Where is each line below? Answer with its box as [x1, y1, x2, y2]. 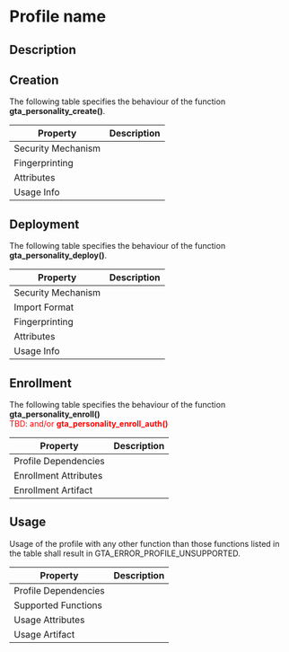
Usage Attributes [13, 613, 85, 626]
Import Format [13, 301, 74, 313]
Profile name [9, 6, 106, 27]
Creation [9, 72, 59, 87]
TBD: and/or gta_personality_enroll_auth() [9, 419, 169, 429]
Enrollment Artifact [13, 484, 92, 497]
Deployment [9, 216, 80, 232]
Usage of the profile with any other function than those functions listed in [9, 538, 280, 549]
